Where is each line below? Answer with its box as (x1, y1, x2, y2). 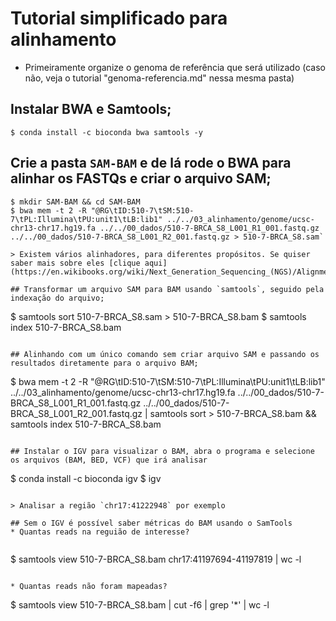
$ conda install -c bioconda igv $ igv (10, 472, 162, 484)
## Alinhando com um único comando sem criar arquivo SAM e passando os (10, 349, 320, 359)
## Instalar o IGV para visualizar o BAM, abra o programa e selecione (10, 446, 315, 456)
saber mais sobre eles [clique (10, 258, 141, 268)
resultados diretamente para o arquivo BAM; (10, 358, 199, 368)
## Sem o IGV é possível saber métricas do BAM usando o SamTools (10, 518, 293, 528)
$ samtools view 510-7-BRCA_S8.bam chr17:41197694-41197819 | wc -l (10, 553, 302, 565)
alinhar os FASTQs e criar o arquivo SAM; (10, 170, 272, 187)
